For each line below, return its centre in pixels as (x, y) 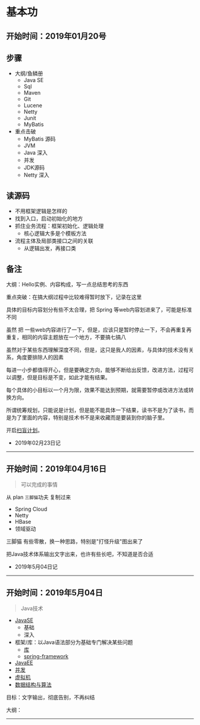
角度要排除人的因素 (40, 357)
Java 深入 (35, 153)
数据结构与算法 (33, 685)
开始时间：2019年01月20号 (56, 36)
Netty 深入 (36, 175)
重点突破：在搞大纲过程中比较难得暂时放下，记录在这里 (74, 297)
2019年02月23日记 (38, 443)
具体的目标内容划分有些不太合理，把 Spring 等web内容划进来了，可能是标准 (99, 310)
